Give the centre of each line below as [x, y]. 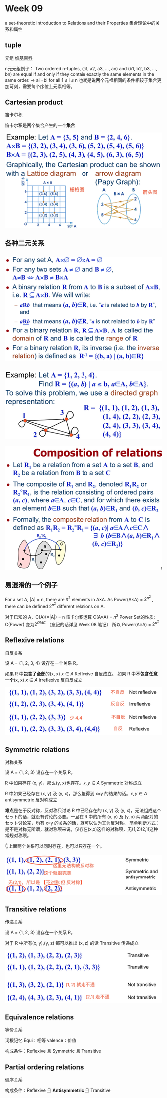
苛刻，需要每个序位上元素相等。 [42, 86]
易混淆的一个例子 [31, 585]
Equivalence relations [39, 1017]
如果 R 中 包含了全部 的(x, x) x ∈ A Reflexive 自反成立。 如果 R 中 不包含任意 [82, 674]
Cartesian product [34, 102]
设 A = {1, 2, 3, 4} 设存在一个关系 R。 [43, 663]
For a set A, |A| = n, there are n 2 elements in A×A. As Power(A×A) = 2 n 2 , [79, 598]
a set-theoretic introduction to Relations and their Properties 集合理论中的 [80, 23]
